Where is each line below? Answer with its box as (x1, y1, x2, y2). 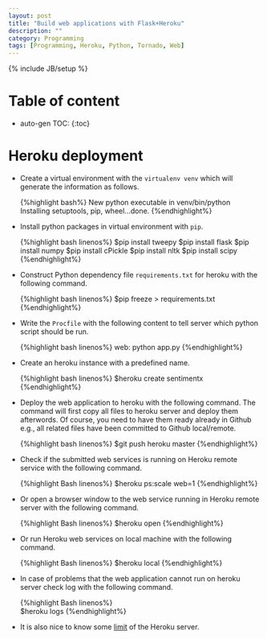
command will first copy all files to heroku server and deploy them (19, 406, 239, 415)
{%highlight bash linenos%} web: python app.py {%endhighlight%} (19, 343, 243, 352)
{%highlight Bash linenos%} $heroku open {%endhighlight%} (19, 518, 225, 528)
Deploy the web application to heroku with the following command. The (19, 398, 257, 407)
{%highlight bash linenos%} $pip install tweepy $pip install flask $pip (19, 237, 250, 246)
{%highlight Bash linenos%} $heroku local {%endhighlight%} (19, 559, 223, 567)
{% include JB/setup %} (8, 64, 88, 73)
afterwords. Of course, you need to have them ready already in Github (19, 415, 252, 424)
